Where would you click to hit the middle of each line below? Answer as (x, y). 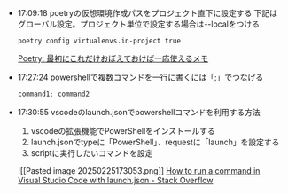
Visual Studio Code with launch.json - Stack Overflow (115, 180)
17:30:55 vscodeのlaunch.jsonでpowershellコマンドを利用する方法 (139, 112)
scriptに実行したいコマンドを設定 (92, 152)
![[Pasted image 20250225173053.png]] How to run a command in (139, 170)
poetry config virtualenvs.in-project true (99, 41)
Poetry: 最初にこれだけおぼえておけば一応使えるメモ (113, 58)
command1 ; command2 (54, 94)
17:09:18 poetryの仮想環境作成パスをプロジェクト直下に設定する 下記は (147, 13)
